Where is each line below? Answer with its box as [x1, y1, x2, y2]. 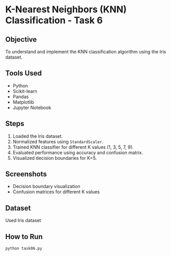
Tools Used [5, 69, 42, 78]
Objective [5, 35, 37, 44]
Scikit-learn [12, 88, 37, 94]
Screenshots [5, 170, 47, 178]
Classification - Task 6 [5, 14, 103, 26]
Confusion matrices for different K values [12, 189, 100, 195]
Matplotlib [12, 99, 34, 105]
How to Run [5, 232, 43, 241]
